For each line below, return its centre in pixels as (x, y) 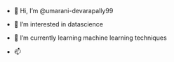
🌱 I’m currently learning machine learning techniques (90, 38)
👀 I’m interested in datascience (59, 24)
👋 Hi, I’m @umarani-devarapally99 (63, 11)
